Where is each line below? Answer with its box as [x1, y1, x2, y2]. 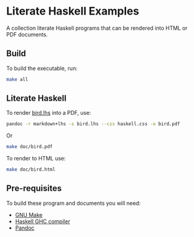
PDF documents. [6, 30, 48, 38]
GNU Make [15, 211, 43, 218]
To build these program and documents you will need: [6, 199, 141, 207]
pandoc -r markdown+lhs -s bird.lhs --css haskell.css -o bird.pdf [6, 121, 181, 127]
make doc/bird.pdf [6, 144, 53, 150]
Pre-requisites [6, 184, 62, 194]
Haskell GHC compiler [15, 218, 71, 225]
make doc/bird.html [6, 167, 56, 173]
